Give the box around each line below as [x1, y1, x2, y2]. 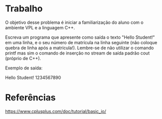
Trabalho [5, 3, 43, 14]
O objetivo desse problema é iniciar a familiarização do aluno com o [5, 19, 144, 25]
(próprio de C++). [5, 55, 41, 61]
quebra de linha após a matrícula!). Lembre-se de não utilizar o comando [5, 45, 154, 51]
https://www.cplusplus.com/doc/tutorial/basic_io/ [5, 108, 107, 114]
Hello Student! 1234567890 [5, 74, 61, 80]
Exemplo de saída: [5, 65, 43, 71]
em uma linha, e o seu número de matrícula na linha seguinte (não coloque [5, 39, 158, 45]
